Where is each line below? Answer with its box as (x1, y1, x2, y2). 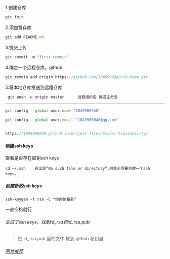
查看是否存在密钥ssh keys (5, 155, 59, 161)
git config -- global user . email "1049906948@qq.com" (5, 117, 119, 123)
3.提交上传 (5, 44, 27, 50)
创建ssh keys (5, 143, 33, 149)
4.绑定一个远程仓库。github (5, 64, 63, 70)
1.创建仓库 (5, 5, 26, 10)
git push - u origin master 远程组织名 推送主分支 (7, 94, 118, 100)
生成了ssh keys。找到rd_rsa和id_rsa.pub (5, 219, 90, 225)
